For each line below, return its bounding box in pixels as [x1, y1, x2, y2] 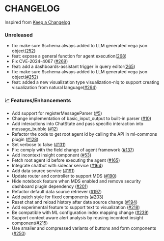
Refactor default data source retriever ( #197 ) [11, 188, 102, 194]
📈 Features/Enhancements [4, 97, 71, 104]
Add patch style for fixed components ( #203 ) [11, 194, 104, 200]
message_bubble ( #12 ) [11, 126, 58, 132]
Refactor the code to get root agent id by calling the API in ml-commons [11, 131, 158, 137]
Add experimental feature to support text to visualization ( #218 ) [11, 204, 140, 210]
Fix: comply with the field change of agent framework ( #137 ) [11, 147, 135, 152]
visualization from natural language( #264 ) [11, 85, 97, 90]
